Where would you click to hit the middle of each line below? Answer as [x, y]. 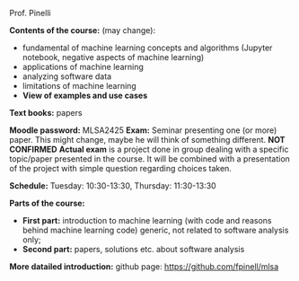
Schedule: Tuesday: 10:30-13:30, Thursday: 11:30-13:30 [113, 186]
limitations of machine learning [79, 86]
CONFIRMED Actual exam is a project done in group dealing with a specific [149, 149]
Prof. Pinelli [30, 13]
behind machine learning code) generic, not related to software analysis [155, 230]
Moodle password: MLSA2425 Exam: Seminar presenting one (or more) [143, 130]
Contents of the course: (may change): [82, 30]
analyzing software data [67, 76]
